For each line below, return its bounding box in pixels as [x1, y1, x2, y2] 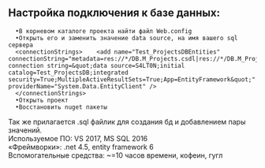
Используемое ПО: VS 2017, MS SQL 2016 [8, 133, 148, 143]
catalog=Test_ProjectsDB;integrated [8, 69, 129, 77]
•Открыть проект [15, 96, 69, 104]
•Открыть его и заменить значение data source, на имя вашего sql [15, 34, 238, 42]
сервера [8, 41, 34, 49]
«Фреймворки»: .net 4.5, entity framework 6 [8, 142, 154, 151]
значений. [8, 125, 43, 135]
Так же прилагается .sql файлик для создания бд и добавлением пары [8, 117, 246, 126]
